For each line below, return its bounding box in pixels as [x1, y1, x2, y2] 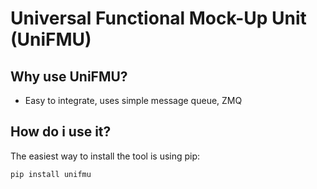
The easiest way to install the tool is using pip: [10, 150, 201, 162]
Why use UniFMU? [10, 68, 128, 85]
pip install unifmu [10, 169, 92, 179]
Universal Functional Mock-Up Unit [10, 7, 307, 30]
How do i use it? [10, 123, 112, 141]
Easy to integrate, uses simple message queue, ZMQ [24, 95, 243, 106]
